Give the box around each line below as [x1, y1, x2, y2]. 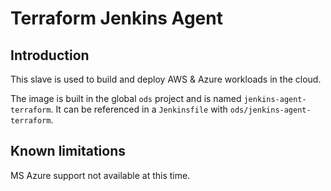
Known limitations [10, 143, 126, 160]
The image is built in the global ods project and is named [10, 93, 242, 104]
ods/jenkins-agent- [229, 105, 312, 115]
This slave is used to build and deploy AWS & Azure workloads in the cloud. [10, 73, 322, 85]
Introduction [10, 47, 90, 64]
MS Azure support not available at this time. [10, 169, 191, 181]
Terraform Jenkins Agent [10, 7, 223, 30]
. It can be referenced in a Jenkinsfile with [50, 103, 228, 115]
